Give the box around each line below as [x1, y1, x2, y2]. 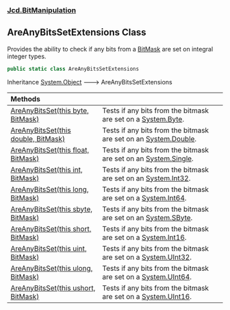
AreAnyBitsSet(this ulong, [10, 263, 93, 273]
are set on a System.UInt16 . [102, 291, 192, 301]
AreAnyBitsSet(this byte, [10, 106, 89, 115]
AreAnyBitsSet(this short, [10, 224, 92, 233]
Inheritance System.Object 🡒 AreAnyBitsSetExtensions [7, 77, 172, 86]
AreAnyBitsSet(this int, [10, 165, 84, 174]
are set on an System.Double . [102, 134, 197, 143]
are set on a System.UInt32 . [102, 252, 192, 262]
